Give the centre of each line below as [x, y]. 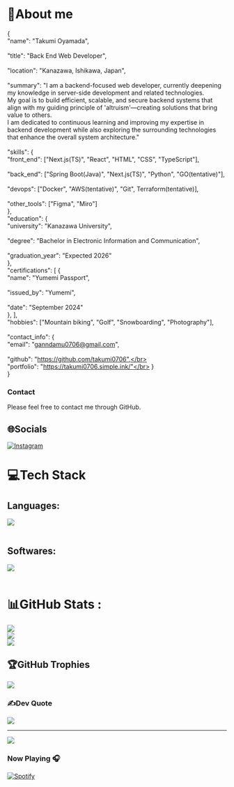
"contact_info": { [31, 336]
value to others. [30, 115]
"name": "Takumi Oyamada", [48, 40]
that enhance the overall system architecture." [73, 137]
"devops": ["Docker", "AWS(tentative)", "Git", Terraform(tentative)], [103, 189]
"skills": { [20, 152]
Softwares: [32, 551]
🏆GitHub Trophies [49, 665]
